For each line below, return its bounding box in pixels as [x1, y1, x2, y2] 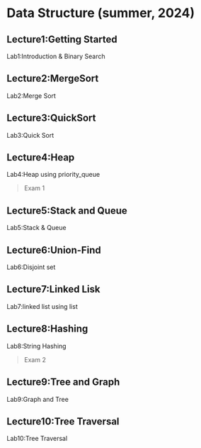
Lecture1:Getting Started [6, 33, 117, 45]
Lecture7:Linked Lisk [6, 283, 100, 295]
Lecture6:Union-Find [6, 244, 101, 256]
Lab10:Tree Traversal [6, 435, 68, 443]
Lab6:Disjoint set [6, 263, 56, 271]
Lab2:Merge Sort [6, 91, 56, 100]
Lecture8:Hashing [6, 323, 88, 335]
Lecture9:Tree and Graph [6, 376, 120, 388]
